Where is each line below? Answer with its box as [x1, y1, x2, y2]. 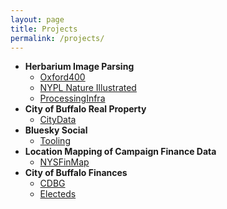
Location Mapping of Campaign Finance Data [24, 146, 217, 158]
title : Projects [10, 24, 78, 34]
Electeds [39, 188, 77, 200]
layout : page [10, 14, 65, 25]
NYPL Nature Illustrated [39, 82, 137, 94]
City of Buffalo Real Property [24, 103, 147, 115]
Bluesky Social [24, 124, 88, 136]
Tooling [39, 135, 71, 147]
